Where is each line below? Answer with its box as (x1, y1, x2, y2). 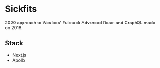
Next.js (12, 52, 27, 58)
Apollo (12, 57, 25, 63)
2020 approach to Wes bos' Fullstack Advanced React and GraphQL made (5, 20, 156, 25)
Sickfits (5, 3, 37, 15)
